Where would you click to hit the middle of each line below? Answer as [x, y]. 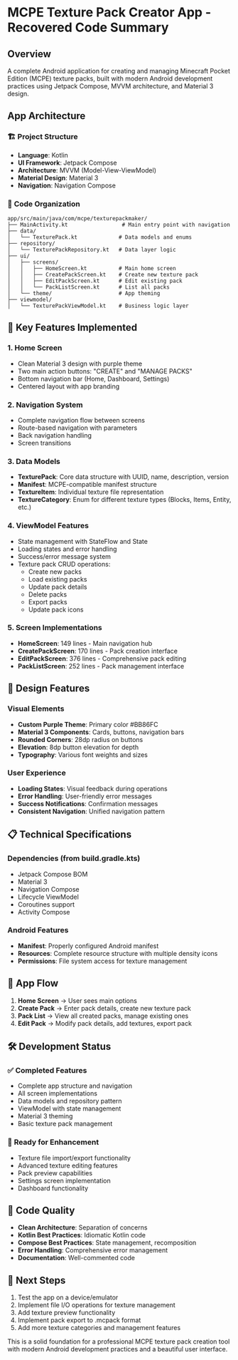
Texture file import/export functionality [74, 1158]
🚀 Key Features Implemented [72, 328]
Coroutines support [46, 904]
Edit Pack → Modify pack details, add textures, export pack [104, 1023]
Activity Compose [44, 912]
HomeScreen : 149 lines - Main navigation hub [85, 643]
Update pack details [58, 587]
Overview [29, 54]
